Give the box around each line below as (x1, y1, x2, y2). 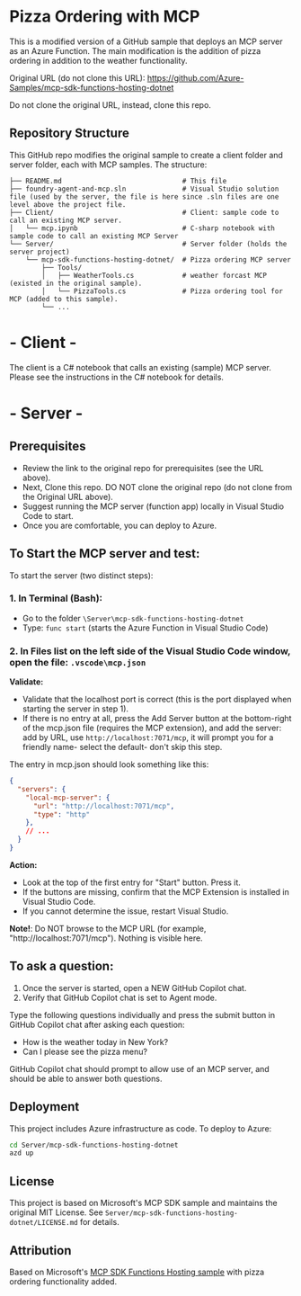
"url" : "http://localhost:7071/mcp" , (32, 801, 175, 810)
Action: (9, 859, 38, 870)
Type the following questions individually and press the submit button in (9, 1009, 276, 1020)
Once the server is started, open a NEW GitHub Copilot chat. (22, 982, 247, 993)
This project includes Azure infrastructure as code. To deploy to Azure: (9, 1122, 272, 1134)
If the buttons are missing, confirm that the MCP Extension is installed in (22, 886, 290, 897)
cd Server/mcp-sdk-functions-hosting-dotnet (9, 1140, 179, 1149)
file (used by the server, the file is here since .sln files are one (9, 192, 279, 201)
